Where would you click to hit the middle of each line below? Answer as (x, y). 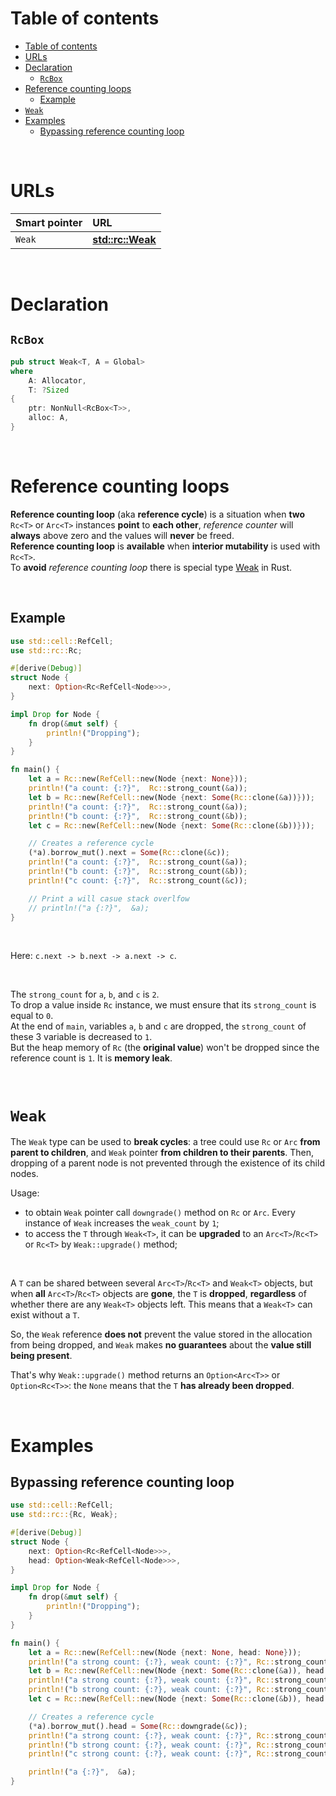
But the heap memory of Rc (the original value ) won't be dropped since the (165, 1048)
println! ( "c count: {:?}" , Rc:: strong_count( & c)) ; (138, 880)
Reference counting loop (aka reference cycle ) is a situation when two (158, 514)
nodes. (24, 1174)
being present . (41, 1356)
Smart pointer (49, 222)
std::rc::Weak (124, 239)
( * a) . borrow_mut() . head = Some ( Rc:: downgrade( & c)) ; (138, 1726)
